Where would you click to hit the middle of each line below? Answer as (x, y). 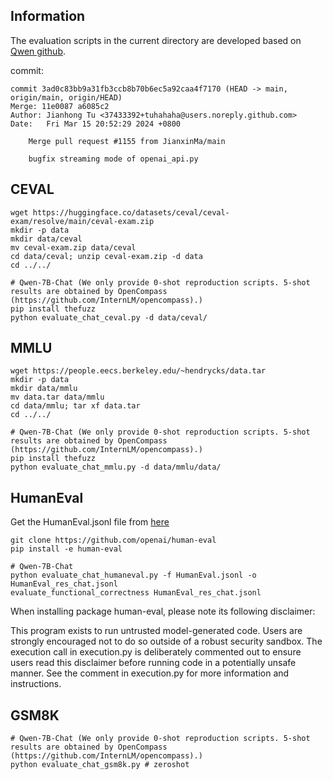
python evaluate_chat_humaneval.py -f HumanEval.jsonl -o (133, 575)
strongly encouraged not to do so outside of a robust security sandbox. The (166, 641)
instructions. (36, 684)
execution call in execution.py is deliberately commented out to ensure (156, 652)
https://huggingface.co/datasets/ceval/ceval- (131, 212)
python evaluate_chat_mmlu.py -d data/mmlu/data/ (116, 467)
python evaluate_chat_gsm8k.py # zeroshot (100, 765)
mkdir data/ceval (46, 239)
